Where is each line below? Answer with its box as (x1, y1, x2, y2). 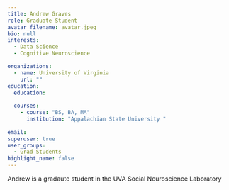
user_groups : (7, 142, 46, 149)
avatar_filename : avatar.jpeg (7, 23, 97, 30)
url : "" (20, 76, 43, 83)
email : (7, 128, 27, 135)
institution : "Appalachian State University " (26, 116, 167, 123)
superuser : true (7, 135, 55, 142)
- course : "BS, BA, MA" (20, 109, 91, 116)
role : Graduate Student (7, 17, 78, 24)
